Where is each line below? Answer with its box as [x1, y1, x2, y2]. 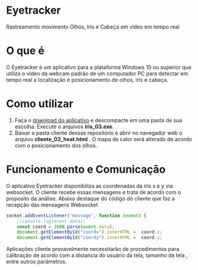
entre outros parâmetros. [6, 258, 67, 265]
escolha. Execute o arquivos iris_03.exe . [14, 123, 114, 130]
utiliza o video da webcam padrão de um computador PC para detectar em [6, 69, 188, 77]
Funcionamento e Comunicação [6, 163, 166, 176]
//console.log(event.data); [17, 218, 86, 224]
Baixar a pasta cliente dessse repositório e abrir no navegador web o [14, 129, 183, 136]
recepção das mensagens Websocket [6, 201, 99, 208]
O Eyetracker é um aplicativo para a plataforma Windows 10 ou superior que [6, 63, 192, 71]
